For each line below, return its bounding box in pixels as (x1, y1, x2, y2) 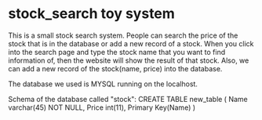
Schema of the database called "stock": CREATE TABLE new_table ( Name (8, 94, 249, 104)
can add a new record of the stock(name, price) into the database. (8, 64, 223, 73)
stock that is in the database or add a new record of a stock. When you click (8, 38, 254, 48)
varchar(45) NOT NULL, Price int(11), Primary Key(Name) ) (8, 103, 196, 112)
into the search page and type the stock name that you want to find (8, 47, 226, 56)
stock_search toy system (8, 5, 175, 23)
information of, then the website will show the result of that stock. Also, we (8, 56, 249, 65)
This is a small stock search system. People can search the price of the (8, 31, 238, 40)
